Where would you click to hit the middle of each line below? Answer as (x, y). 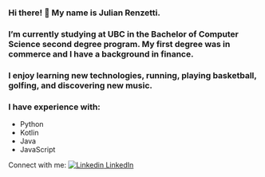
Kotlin (29, 133)
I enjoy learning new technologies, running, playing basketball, (132, 75)
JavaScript (38, 150)
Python (32, 124)
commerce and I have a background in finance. (101, 53)
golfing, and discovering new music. (81, 85)
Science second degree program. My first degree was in (119, 44)
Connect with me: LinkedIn (71, 165)
